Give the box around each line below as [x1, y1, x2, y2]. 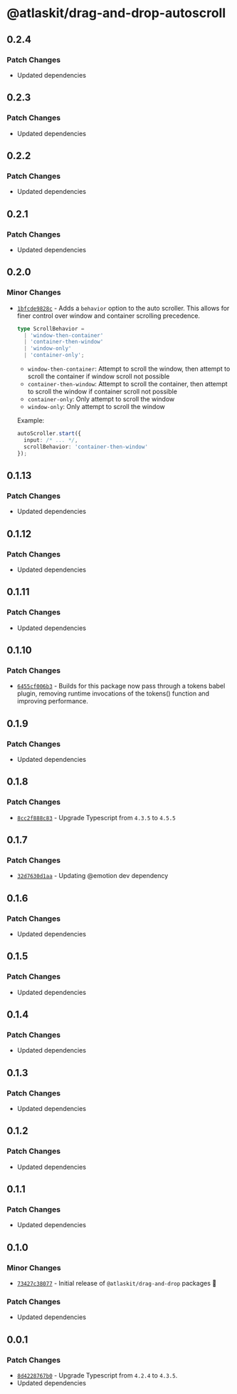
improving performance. [16, 697, 88, 706]
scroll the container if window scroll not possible [27, 372, 170, 381]
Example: [16, 416, 45, 425]
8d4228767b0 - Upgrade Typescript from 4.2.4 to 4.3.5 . [16, 1371, 178, 1380]
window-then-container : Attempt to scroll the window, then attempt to [27, 365, 231, 373]
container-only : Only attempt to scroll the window [27, 395, 175, 403]
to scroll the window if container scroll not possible [27, 387, 177, 396]
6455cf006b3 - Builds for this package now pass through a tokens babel [16, 682, 226, 691]
